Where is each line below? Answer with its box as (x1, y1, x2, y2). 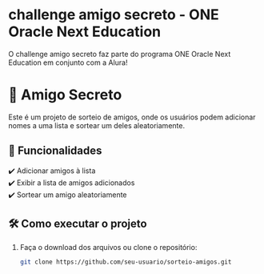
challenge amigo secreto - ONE (8, 6, 220, 24)
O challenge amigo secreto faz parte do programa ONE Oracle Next (8, 49, 231, 58)
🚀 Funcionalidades (8, 144, 102, 158)
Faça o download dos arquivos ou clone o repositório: (19, 242, 198, 252)
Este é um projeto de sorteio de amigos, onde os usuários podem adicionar (8, 112, 256, 122)
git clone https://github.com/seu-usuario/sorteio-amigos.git (19, 258, 232, 266)
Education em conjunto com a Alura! (8, 58, 128, 67)
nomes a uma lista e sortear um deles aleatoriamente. (8, 120, 186, 130)
